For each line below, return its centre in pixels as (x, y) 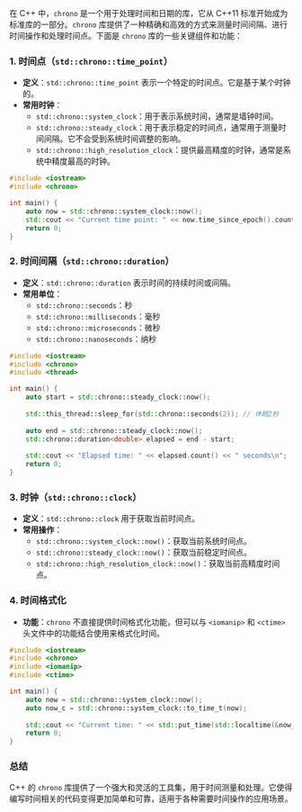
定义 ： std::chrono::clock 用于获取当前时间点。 (111, 519)
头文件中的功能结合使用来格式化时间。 (93, 633)
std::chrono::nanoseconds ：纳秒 (96, 338)
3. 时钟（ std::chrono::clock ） (75, 497)
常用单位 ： (42, 293)
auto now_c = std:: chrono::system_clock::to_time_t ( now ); (136, 708)
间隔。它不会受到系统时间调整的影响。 (115, 139)
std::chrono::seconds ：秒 (84, 305)
